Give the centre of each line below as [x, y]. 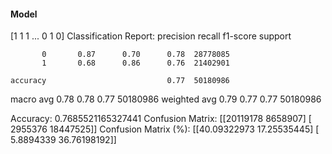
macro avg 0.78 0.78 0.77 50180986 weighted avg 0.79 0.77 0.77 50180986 [166, 99]
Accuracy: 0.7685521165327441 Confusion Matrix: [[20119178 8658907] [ [161, 119]
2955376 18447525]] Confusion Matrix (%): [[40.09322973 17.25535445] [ [165, 129]
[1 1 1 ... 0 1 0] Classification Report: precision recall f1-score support [151, 36]
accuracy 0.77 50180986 [120, 81]
